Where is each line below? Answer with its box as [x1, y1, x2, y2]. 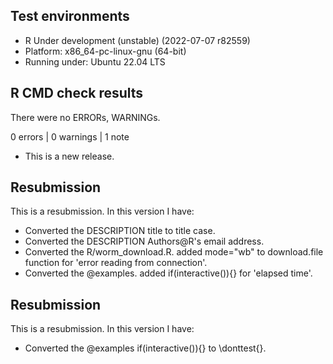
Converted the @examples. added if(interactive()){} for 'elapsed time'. [24, 267, 313, 279]
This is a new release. [24, 150, 115, 162]
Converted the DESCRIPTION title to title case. [24, 225, 216, 237]
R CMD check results [10, 85, 144, 102]
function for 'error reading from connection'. [24, 257, 208, 269]
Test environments [10, 8, 130, 25]
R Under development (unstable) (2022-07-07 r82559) [24, 34, 251, 46]
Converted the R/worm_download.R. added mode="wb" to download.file [24, 246, 324, 258]
